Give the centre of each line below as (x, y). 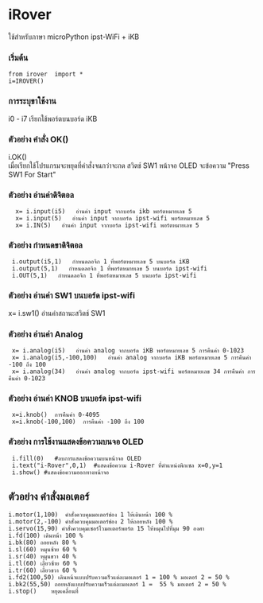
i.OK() (18, 157)
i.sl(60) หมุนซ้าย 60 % (43, 550)
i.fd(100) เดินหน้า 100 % (46, 536)
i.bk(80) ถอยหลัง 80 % (43, 543)
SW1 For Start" (32, 174)
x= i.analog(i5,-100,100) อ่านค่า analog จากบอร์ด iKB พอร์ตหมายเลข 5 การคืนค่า (131, 358)
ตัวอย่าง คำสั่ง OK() (39, 139)
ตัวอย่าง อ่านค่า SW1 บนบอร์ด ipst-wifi (72, 296)
